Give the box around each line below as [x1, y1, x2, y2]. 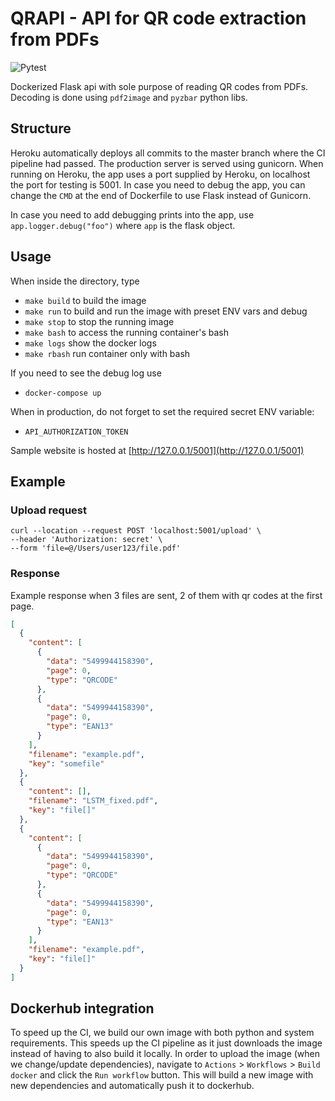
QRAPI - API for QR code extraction [10, 7, 307, 30]
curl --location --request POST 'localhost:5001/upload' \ [10, 526, 262, 536]
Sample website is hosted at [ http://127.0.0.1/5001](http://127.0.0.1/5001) [10, 444, 305, 456]
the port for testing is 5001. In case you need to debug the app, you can [10, 178, 306, 191]
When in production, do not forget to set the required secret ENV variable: [10, 405, 315, 417]
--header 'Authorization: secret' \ [10, 535, 163, 545]
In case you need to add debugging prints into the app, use [10, 208, 255, 221]
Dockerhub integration [10, 1000, 155, 1017]
